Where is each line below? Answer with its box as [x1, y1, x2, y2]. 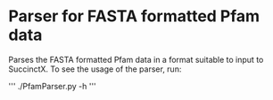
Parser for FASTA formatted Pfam [8, 6, 261, 27]
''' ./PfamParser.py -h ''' [8, 81, 97, 91]
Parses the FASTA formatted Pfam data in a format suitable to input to [8, 54, 264, 65]
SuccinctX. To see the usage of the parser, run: [8, 64, 182, 74]
